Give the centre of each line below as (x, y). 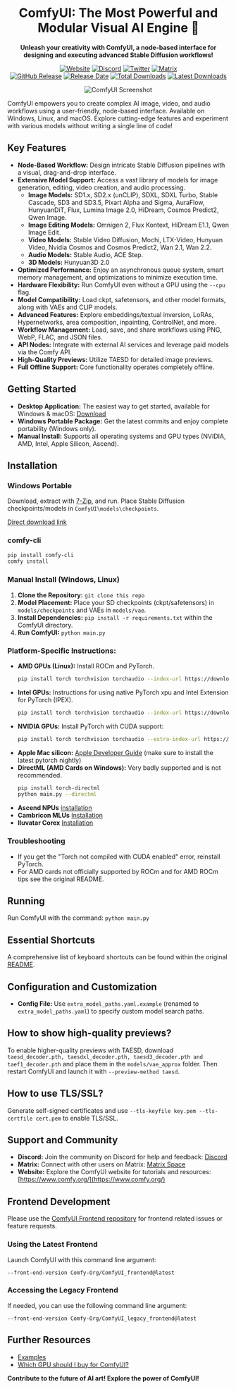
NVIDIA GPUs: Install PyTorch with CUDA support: (91, 726)
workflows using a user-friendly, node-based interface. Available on (106, 111)
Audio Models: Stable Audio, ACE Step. (86, 254)
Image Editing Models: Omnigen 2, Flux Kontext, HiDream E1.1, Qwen (129, 225)
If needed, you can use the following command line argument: (97, 1305)
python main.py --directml (57, 795)
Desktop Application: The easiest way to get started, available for (113, 406)
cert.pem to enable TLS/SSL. (77, 1118)
